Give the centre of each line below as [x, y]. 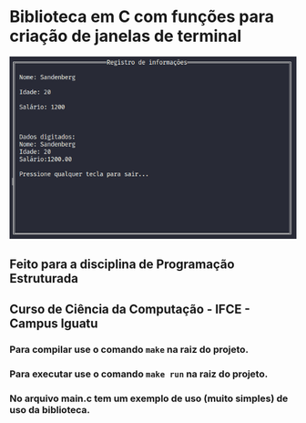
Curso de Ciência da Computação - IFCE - [130, 310]
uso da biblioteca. [50, 410]
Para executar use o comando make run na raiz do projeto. [139, 374]
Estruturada [44, 279]
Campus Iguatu [54, 324]
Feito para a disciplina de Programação [122, 264]
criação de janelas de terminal [126, 36]
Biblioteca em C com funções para [142, 17]
